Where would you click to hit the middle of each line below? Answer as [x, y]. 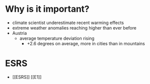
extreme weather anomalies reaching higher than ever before [74, 28]
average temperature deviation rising [57, 38]
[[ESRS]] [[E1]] [27, 77]
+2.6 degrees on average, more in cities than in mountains [86, 43]
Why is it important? [47, 9]
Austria [19, 33]
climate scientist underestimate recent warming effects [68, 23]
